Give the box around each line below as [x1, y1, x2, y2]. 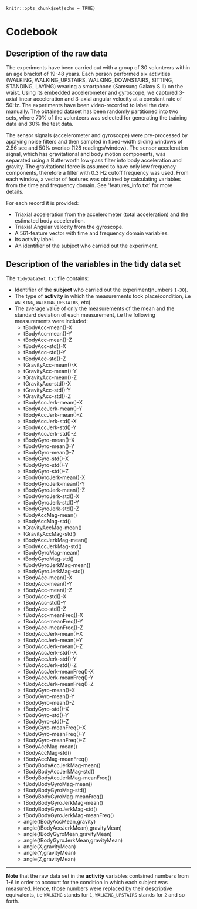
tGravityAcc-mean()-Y [23, 367, 77, 374]
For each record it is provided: [6, 200, 79, 206]
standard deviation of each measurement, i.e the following [14, 311, 155, 318]
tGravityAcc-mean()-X [23, 361, 77, 368]
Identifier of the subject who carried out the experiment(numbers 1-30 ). [14, 286, 189, 293]
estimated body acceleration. [14, 217, 86, 224]
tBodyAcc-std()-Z [23, 355, 66, 362]
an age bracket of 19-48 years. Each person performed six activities [6, 71, 171, 77]
